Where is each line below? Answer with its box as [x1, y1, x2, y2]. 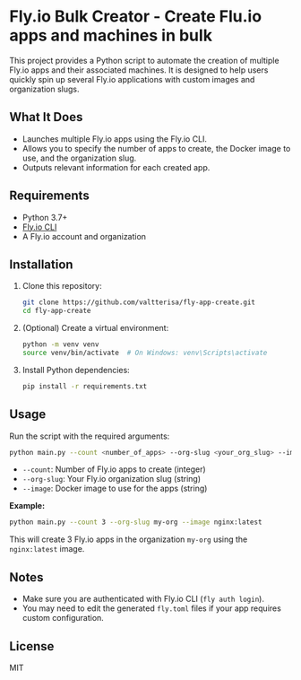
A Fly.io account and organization [21, 231, 146, 241]
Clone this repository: [21, 281, 102, 292]
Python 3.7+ [21, 212, 68, 222]
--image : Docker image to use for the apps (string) [21, 483, 208, 494]
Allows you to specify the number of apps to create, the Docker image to [21, 143, 291, 153]
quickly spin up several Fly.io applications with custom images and [9, 74, 255, 84]
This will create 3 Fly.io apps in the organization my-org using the [9, 534, 248, 545]
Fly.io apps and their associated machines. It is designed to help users [9, 65, 269, 75]
